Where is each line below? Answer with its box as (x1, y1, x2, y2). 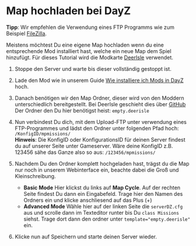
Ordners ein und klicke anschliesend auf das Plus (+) (23, 196, 152, 204)
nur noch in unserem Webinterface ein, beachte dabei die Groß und (14, 166, 179, 173)
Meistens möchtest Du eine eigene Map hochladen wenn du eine (6, 41, 164, 48)
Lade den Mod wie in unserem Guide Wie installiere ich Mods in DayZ (14, 77, 184, 84)
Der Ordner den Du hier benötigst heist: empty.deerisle (14, 107, 149, 114)
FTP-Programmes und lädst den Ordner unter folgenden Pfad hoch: (14, 124, 179, 132)
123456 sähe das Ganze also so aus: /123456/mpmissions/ (14, 149, 156, 156)
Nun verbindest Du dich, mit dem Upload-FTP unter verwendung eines (14, 118, 187, 125)
